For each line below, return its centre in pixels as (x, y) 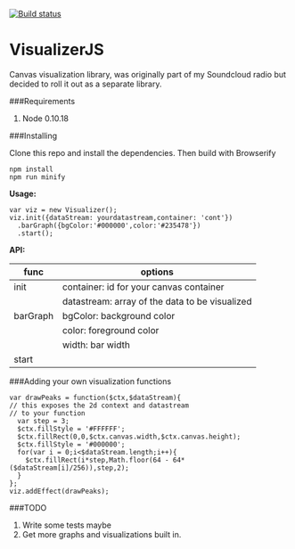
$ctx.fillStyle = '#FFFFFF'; (71, 429)
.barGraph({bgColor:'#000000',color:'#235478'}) (109, 225)
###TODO (28, 507)
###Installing (33, 135)
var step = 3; (43, 421)
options (157, 272)
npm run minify (37, 177)
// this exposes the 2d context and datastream (99, 406)
